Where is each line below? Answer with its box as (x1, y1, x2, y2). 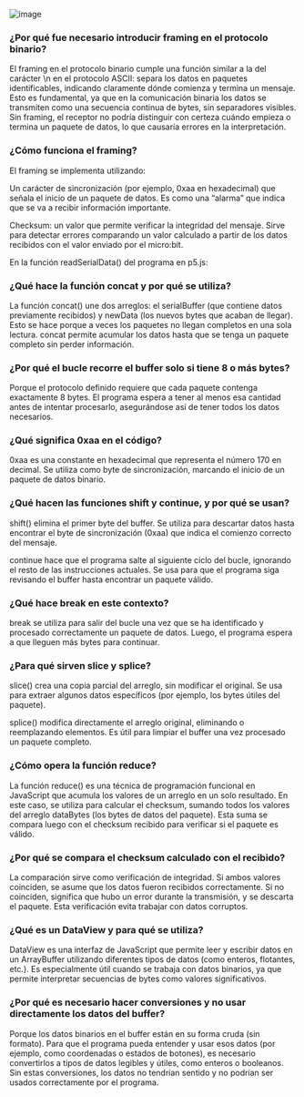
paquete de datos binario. (9, 474, 106, 485)
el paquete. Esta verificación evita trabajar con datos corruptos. (9, 900, 248, 911)
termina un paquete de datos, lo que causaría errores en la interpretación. (9, 121, 287, 132)
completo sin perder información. (9, 338, 135, 350)
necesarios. (9, 411, 54, 423)
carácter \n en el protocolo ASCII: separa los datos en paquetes (9, 73, 248, 84)
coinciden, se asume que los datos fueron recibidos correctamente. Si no (9, 881, 285, 892)
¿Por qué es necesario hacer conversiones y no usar (9, 996, 247, 1009)
